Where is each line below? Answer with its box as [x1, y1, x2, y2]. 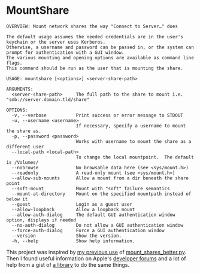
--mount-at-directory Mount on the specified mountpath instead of [11, 191, 192, 197]
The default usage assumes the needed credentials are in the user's [6, 34, 184, 39]
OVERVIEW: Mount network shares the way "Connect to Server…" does [6, 23, 178, 29]
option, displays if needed [6, 217, 77, 223]
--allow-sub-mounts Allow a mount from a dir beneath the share [11, 175, 189, 181]
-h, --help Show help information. [11, 238, 135, 244]
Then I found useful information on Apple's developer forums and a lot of [6, 255, 187, 262]
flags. [6, 60, 23, 66]
